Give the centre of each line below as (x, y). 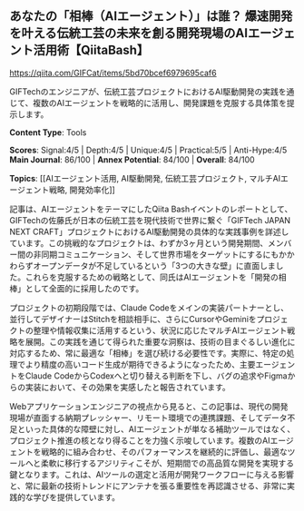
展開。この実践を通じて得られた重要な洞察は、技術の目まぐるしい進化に (160, 341)
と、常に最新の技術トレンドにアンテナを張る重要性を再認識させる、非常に (148, 486)
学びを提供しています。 (77, 496)
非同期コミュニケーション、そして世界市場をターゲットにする (148, 254)
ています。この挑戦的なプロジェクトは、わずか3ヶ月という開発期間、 (139, 242)
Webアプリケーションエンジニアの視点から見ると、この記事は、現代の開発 (149, 406)
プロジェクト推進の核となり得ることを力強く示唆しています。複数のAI (140, 440)
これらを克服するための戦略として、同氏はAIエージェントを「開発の (152, 277)
